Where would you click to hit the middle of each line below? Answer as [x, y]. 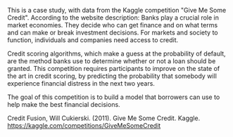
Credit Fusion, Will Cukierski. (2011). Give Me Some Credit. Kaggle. [104, 118]
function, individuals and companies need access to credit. [93, 40]
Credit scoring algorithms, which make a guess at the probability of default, [117, 53]
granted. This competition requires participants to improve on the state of [114, 68]
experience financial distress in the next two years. [81, 83]
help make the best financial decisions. [64, 104]
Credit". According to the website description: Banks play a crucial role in [113, 18]
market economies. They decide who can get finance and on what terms [113, 25]
